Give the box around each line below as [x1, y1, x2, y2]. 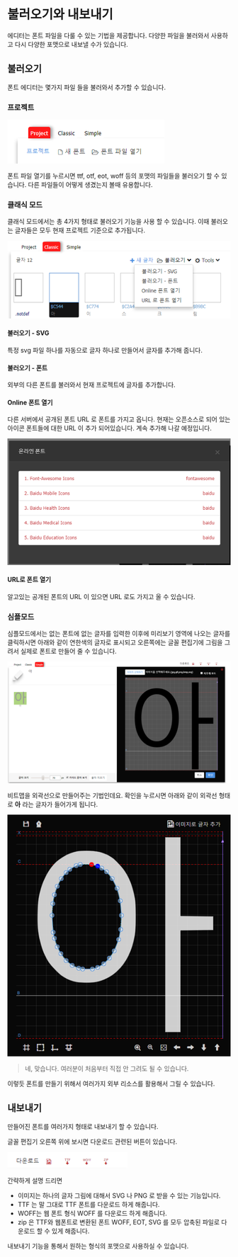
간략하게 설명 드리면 [7, 1176, 62, 1185]
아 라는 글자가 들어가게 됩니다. [14, 800, 98, 808]
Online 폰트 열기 [7, 398, 53, 406]
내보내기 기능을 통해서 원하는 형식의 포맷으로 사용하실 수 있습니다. [7, 1241, 189, 1250]
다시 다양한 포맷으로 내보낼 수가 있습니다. [14, 40, 129, 48]
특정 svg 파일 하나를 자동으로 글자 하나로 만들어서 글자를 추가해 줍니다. [7, 346, 203, 355]
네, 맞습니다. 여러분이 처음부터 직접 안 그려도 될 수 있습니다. [24, 1064, 189, 1073]
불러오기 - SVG [7, 329, 50, 337]
